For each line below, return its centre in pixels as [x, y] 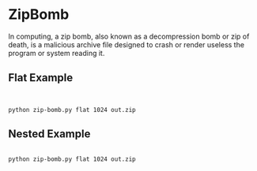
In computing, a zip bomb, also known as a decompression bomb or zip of [129, 36]
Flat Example [41, 78]
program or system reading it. [57, 53]
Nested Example [49, 134]
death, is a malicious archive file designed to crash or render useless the [127, 44]
